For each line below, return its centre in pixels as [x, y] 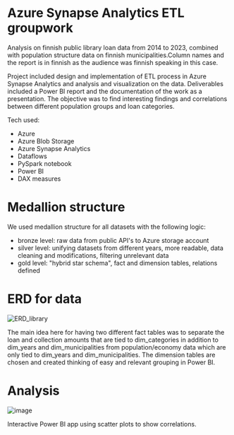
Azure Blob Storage [46, 141]
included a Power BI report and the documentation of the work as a [105, 91]
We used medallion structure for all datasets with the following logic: [107, 227]
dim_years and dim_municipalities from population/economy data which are [117, 347]
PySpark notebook [44, 163]
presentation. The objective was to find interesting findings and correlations [117, 99]
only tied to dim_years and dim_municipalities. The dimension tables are [111, 354]
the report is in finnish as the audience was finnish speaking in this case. [113, 62]
